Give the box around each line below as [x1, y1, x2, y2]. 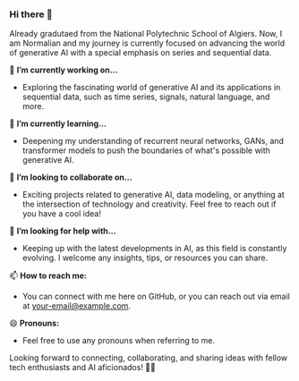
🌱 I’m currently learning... [9, 118, 107, 129]
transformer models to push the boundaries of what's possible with [21, 145, 271, 156]
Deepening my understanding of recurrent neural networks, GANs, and [21, 136, 285, 147]
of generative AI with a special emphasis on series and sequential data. [9, 47, 272, 58]
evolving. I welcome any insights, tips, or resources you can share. [21, 252, 269, 263]
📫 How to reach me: [9, 270, 88, 281]
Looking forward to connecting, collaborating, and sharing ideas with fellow [9, 352, 288, 363]
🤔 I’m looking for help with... [9, 225, 116, 236]
